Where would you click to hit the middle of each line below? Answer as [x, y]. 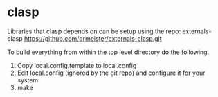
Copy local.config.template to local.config [77, 65]
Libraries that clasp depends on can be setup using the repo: [94, 31]
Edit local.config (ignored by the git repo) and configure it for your [111, 73]
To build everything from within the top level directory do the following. [108, 52]
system [28, 80]
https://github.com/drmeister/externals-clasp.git [93, 38]
